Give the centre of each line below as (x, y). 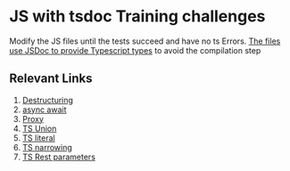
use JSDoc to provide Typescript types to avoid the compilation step (135, 50)
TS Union (39, 128)
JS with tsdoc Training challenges (137, 16)
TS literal (38, 138)
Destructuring (48, 100)
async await (44, 110)
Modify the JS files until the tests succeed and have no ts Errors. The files (145, 41)
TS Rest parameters (59, 157)
